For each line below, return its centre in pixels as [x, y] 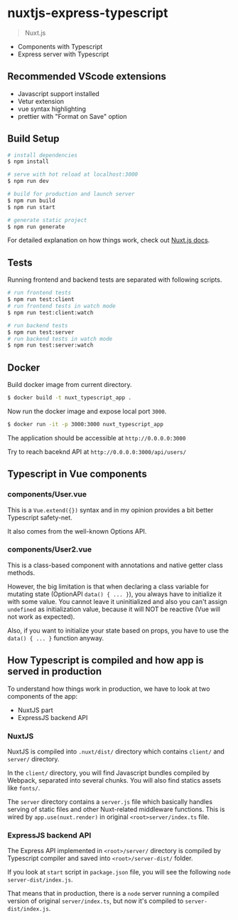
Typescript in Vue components [77, 474]
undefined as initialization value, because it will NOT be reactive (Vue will [114, 609]
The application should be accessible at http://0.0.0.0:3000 [97, 438]
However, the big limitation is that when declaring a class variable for [108, 586]
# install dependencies [43, 155]
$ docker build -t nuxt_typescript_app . [70, 398]
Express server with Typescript [63, 54]
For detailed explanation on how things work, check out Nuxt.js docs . [109, 240]
